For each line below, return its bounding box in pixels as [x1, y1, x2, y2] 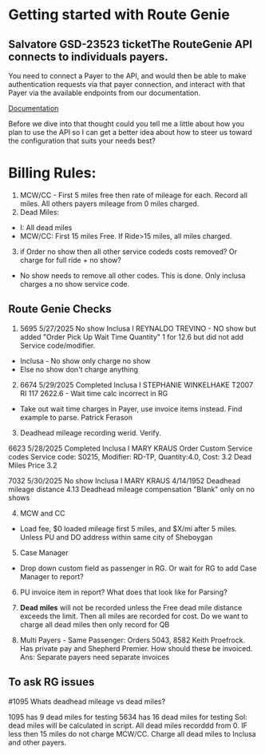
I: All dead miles [19, 222, 73, 232]
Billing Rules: [8, 164, 97, 182]
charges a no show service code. [19, 279, 130, 288]
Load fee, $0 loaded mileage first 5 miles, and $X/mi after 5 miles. [19, 523, 237, 533]
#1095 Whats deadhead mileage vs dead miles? [8, 697, 166, 706]
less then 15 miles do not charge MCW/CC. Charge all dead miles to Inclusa [8, 729, 257, 738]
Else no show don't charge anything [19, 364, 138, 374]
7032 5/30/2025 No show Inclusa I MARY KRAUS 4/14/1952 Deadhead [8, 475, 241, 485]
